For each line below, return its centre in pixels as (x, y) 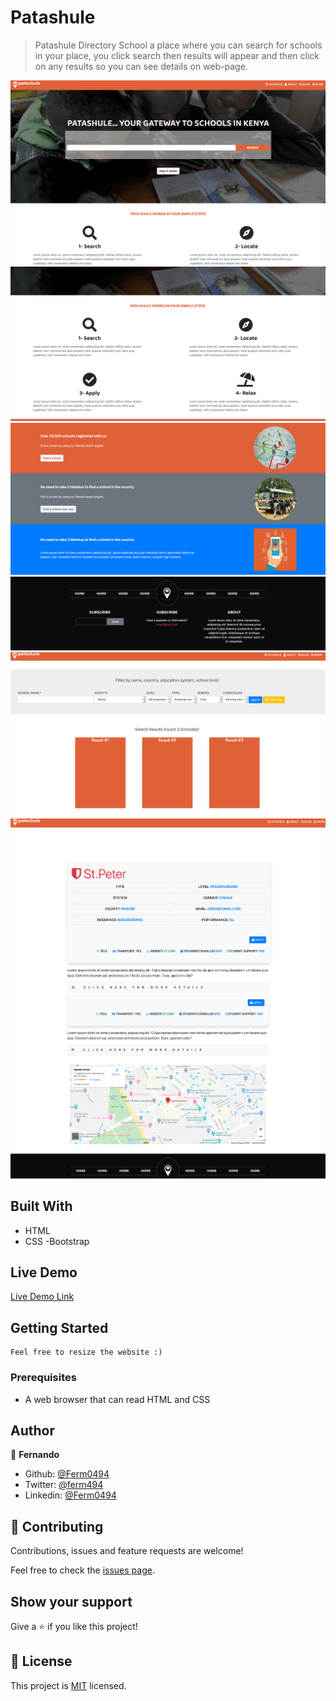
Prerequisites (43, 1378)
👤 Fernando (35, 1455)
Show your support (71, 1601)
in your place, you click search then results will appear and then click (177, 55)
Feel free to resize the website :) (86, 1352)
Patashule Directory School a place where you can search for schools (178, 45)
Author (32, 1430)
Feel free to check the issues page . (82, 1570)
